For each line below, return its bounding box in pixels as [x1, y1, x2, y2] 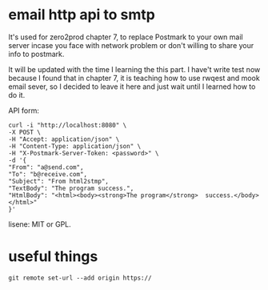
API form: [8, 106, 40, 115]
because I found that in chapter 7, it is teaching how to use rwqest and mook [8, 73, 260, 83]
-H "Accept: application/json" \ [8, 135, 120, 143]
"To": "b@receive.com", [8, 170, 88, 178]
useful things [8, 248, 98, 266]
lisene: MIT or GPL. [8, 219, 72, 229]
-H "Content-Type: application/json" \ [8, 142, 142, 150]
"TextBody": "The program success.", [8, 184, 134, 192]
